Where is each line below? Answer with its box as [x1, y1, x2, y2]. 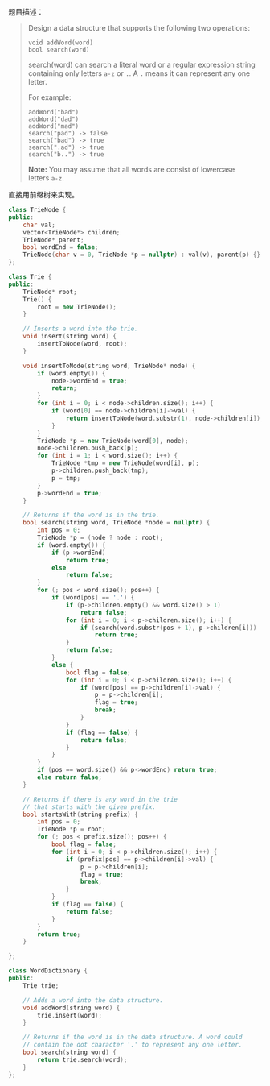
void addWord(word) [27, 39, 94, 47]
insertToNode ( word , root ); [37, 340, 128, 348]
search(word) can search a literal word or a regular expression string [27, 60, 256, 69]
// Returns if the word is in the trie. [22, 511, 160, 520]
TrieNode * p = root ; [37, 825, 106, 834]
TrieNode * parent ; [22, 236, 84, 244]
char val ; [22, 221, 56, 229]
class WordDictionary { [8, 967, 88, 975]
